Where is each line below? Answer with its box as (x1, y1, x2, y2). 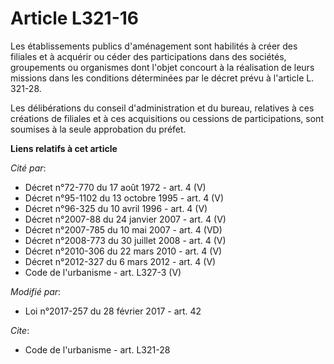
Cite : (10, 324, 30, 336)
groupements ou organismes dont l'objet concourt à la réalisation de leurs (10, 61, 315, 73)
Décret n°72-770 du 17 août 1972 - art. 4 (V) (24, 181, 207, 193)
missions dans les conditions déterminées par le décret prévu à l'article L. (10, 72, 315, 84)
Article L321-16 (10, 7, 140, 30)
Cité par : (10, 162, 47, 174)
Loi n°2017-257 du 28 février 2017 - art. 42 (24, 305, 202, 317)
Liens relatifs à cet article (10, 142, 118, 154)
